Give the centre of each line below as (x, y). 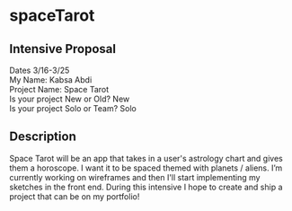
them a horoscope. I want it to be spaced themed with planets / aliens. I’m (146, 168)
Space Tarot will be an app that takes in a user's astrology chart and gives (146, 158)
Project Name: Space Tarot (59, 89)
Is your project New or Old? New (70, 99)
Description (43, 137)
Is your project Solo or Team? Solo (73, 108)
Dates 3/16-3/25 (40, 70)
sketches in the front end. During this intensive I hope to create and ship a (146, 187)
